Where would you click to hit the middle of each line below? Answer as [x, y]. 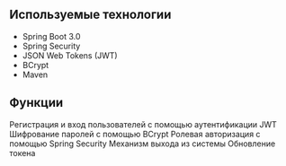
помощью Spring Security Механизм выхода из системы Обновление [143, 144]
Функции [36, 103]
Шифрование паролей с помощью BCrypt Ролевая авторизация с [135, 134]
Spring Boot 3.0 [51, 36]
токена [22, 153]
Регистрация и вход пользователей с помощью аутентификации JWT [143, 124]
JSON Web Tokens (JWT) [70, 55]
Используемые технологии [90, 15]
